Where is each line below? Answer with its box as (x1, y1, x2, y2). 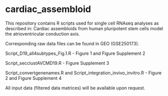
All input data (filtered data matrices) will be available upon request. (5, 84, 145, 91)
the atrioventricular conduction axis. (5, 31, 80, 37)
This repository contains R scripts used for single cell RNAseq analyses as (5, 20, 159, 26)
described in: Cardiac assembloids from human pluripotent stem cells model (5, 25, 163, 31)
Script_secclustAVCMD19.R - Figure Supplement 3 (5, 60, 110, 66)
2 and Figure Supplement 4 (5, 75, 62, 81)
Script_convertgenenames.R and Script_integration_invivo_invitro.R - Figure (5, 69, 162, 76)
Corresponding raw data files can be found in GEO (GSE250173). (5, 40, 139, 46)
